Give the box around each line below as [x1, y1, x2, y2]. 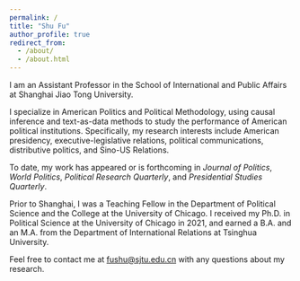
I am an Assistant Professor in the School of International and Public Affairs [9, 80, 287, 90]
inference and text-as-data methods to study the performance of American [9, 116, 287, 127]
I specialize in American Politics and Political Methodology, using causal [9, 107, 276, 117]
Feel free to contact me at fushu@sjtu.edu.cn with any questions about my [9, 254, 286, 265]
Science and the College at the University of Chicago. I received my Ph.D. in [9, 208, 290, 218]
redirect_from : [9, 38, 66, 48]
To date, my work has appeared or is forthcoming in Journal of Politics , [9, 162, 272, 172]
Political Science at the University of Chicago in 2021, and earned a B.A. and [9, 217, 292, 228]
